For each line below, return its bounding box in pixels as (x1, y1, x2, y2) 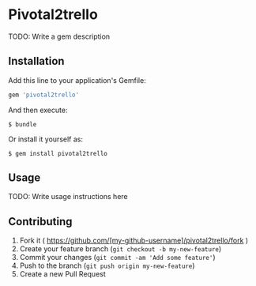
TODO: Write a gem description (8, 32, 111, 41)
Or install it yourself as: (8, 134, 83, 144)
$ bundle (8, 120, 37, 128)
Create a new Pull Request (19, 269, 107, 279)
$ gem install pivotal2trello (8, 149, 108, 157)
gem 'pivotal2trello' (8, 91, 80, 99)
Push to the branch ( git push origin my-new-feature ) (19, 261, 195, 270)
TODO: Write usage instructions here (8, 192, 128, 201)
